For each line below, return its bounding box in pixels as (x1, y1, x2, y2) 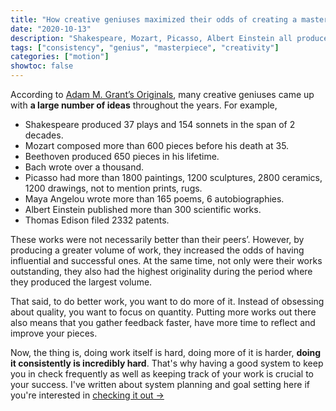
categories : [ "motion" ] (10, 52, 110, 62)
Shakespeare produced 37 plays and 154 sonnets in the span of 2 (24, 119, 296, 130)
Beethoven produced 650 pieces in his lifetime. (24, 151, 220, 162)
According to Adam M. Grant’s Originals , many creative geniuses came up (10, 89, 315, 100)
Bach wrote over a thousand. (24, 161, 145, 173)
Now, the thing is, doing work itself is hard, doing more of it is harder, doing (10, 347, 322, 358)
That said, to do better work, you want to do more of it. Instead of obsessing (10, 296, 325, 307)
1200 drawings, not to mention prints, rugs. (24, 182, 203, 194)
